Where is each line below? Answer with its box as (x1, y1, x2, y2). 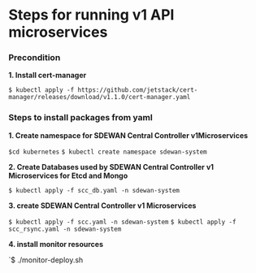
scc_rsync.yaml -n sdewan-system (8, 225, 122, 233)
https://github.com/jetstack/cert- (77, 86, 198, 94)
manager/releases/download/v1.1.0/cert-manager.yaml (8, 93, 191, 102)
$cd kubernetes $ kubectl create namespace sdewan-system (8, 148, 207, 156)
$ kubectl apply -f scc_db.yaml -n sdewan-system (8, 186, 180, 194)
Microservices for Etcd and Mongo (8, 171, 128, 180)
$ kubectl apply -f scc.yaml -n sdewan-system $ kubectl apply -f (8, 218, 236, 226)
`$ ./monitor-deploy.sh (8, 254, 84, 265)
